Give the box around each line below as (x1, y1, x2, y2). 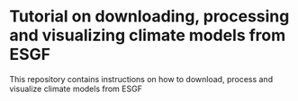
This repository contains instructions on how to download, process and (9, 73, 273, 84)
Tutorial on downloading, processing (9, 6, 290, 27)
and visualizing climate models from (9, 25, 286, 46)
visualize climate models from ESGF (9, 83, 142, 94)
